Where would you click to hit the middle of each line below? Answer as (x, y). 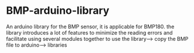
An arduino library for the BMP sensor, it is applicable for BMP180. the (90, 26)
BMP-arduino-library (58, 11)
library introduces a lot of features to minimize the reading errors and (89, 32)
